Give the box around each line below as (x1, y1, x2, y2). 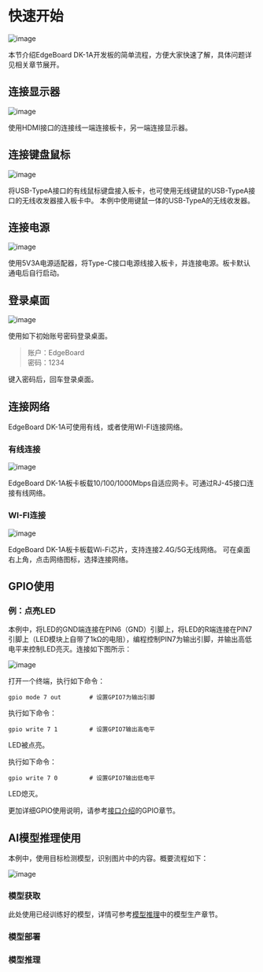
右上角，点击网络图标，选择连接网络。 (8, 555, 132, 564)
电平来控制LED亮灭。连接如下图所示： (8, 644, 132, 654)
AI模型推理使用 (8, 831, 81, 844)
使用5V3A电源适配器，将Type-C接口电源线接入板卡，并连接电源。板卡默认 (8, 258, 250, 268)
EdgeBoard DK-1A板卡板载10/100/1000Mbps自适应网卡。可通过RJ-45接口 (8, 478, 247, 488)
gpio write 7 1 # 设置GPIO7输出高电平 (8, 725, 155, 733)
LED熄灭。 (8, 789, 43, 799)
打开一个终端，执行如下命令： (8, 677, 105, 686)
